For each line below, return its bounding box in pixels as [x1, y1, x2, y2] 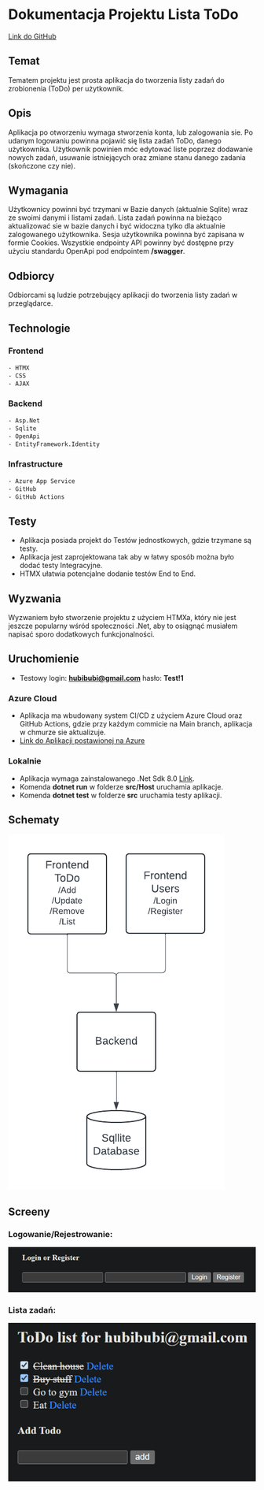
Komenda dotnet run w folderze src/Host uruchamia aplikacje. [19, 782, 224, 791]
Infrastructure [8, 459, 64, 470]
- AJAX [8, 380, 30, 388]
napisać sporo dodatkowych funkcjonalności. [8, 630, 155, 639]
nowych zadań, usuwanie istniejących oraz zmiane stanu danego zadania [8, 152, 246, 162]
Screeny [8, 1205, 50, 1218]
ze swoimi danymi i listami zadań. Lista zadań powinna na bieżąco [8, 213, 222, 222]
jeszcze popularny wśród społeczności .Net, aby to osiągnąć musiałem [8, 621, 238, 631]
